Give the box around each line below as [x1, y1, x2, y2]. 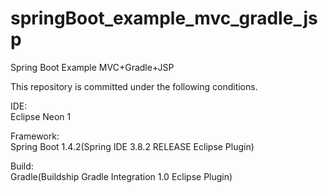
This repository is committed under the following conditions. [10, 80, 258, 92]
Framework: [10, 130, 60, 142]
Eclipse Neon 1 [10, 110, 72, 122]
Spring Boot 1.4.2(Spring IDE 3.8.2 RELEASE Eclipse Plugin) [10, 140, 255, 152]
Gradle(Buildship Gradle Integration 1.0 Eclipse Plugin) [10, 170, 233, 182]
